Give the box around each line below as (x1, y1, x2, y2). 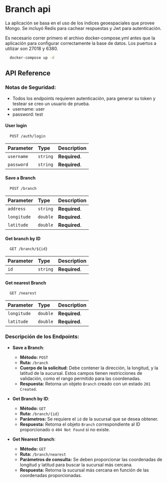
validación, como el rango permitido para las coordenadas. (19, 375, 141, 381)
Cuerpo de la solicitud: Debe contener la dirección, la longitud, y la (19, 365, 159, 371)
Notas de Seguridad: (5, 84, 56, 91)
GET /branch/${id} (9, 247, 48, 252)
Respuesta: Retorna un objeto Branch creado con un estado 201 (19, 380, 151, 387)
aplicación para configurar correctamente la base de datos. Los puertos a (5, 40, 157, 46)
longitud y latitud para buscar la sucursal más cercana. (19, 462, 133, 468)
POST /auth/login (9, 134, 46, 139)
